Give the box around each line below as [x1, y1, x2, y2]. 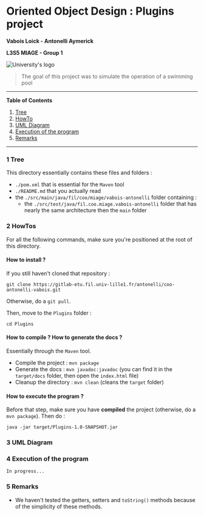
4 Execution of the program [6, 455, 89, 463]
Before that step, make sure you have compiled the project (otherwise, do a [6, 406, 196, 413]
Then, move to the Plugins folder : [6, 309, 92, 316]
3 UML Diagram [6, 438, 53, 447]
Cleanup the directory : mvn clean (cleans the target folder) [15, 378, 164, 386]
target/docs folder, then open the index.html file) [15, 372, 139, 379]
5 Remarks [6, 483, 39, 491]
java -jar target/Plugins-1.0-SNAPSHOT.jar [6, 424, 118, 430]
